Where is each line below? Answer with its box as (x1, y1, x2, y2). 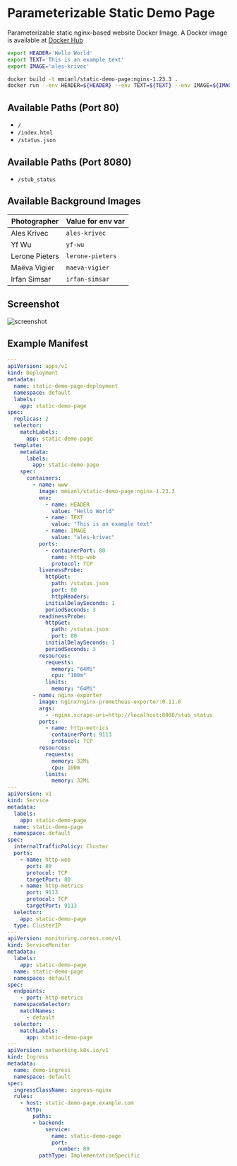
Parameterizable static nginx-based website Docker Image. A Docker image (7, 28, 228, 37)
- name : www (32, 481, 68, 488)
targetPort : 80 (25, 876, 71, 883)
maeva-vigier (66, 263, 110, 272)
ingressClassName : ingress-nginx (13, 1086, 112, 1094)
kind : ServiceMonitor (7, 942, 71, 949)
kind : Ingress (7, 1054, 49, 1061)
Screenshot (7, 299, 60, 311)
